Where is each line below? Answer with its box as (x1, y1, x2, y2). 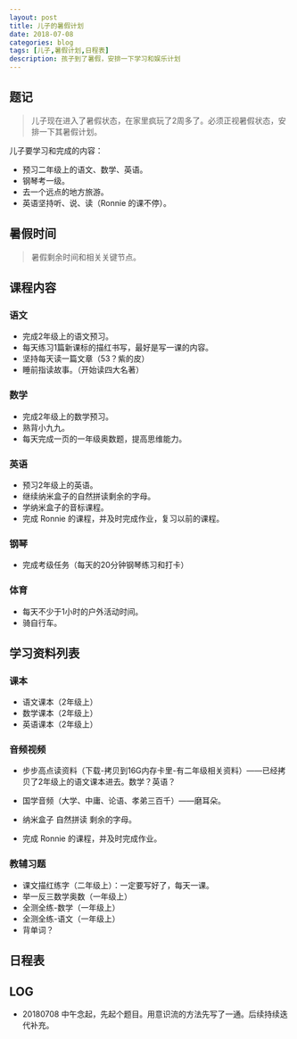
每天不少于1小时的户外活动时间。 (21, 606, 144, 616)
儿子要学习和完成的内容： (9, 144, 103, 156)
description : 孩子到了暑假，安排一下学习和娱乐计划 (9, 54, 181, 63)
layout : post (9, 12, 58, 22)
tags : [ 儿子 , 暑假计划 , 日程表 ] (9, 46, 110, 55)
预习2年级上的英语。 (21, 479, 98, 491)
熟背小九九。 (21, 422, 70, 433)
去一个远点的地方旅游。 (21, 186, 109, 197)
